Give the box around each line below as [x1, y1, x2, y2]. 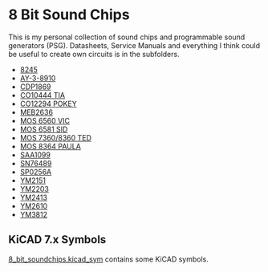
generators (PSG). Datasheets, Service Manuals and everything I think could [8, 40, 261, 50]
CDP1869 [19, 82, 51, 91]
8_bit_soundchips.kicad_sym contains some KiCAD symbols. [8, 254, 209, 264]
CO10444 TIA [19, 90, 66, 99]
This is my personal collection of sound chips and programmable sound [8, 32, 246, 42]
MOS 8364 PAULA [19, 141, 82, 151]
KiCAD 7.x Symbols [8, 233, 107, 246]
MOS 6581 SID [19, 124, 68, 134]
